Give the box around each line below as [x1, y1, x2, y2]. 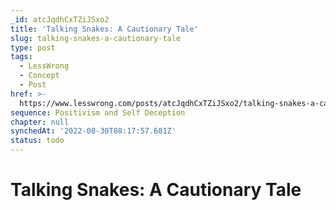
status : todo [10, 136, 65, 146]
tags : [10, 52, 33, 62]
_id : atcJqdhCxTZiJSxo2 [10, 14, 110, 25]
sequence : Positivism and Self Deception [10, 107, 186, 118]
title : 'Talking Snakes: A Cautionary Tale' [10, 24, 199, 34]
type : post [10, 42, 56, 53]
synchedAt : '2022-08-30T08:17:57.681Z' [10, 126, 177, 136]
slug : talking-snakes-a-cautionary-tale [10, 33, 182, 43]
